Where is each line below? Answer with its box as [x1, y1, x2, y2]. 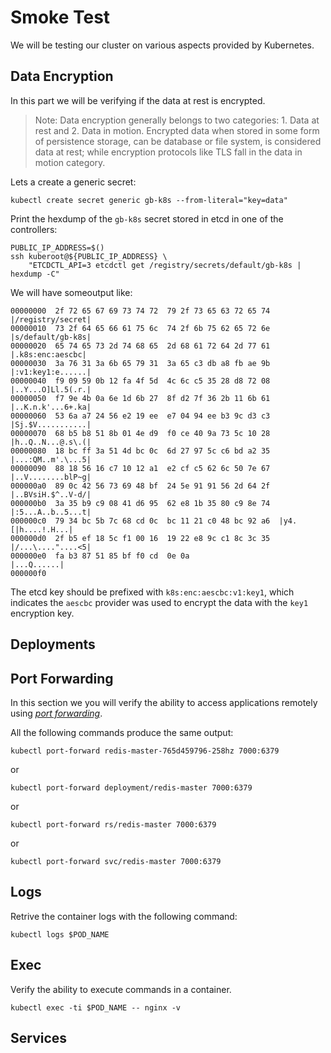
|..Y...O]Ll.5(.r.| [10, 384, 92, 395]
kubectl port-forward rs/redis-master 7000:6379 [10, 819, 217, 830]
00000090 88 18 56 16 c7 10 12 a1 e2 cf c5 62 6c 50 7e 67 [10, 463, 271, 473]
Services [10, 1029, 68, 1046]
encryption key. [10, 607, 75, 619]
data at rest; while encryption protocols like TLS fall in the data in [34, 146, 303, 158]
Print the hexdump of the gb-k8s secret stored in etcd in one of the [10, 212, 284, 225]
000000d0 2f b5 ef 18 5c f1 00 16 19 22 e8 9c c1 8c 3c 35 [10, 533, 271, 543]
